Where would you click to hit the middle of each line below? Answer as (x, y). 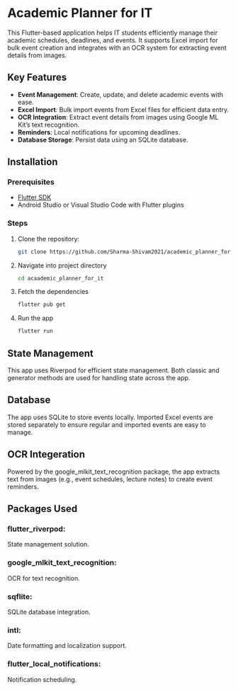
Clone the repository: (49, 239)
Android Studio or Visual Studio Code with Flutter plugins (101, 205)
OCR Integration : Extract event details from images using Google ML (118, 117)
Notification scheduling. (42, 679)
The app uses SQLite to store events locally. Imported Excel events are (110, 417)
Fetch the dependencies (53, 292)
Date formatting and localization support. (67, 646)
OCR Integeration (46, 455)
